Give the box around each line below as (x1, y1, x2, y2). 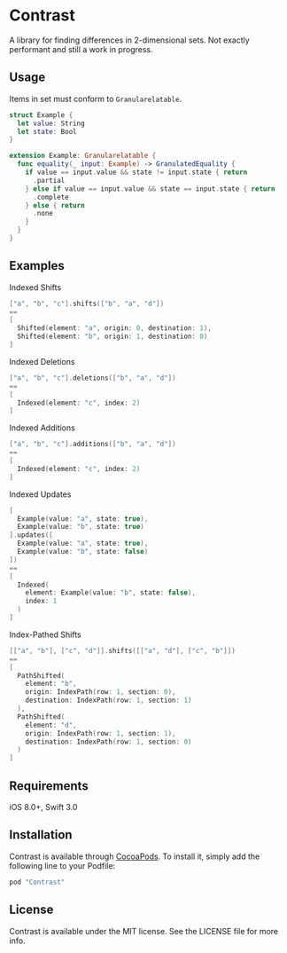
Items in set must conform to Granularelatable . (9, 93, 182, 104)
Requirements (9, 778, 89, 793)
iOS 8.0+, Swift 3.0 (9, 802, 78, 812)
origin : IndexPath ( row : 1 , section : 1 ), (25, 729, 176, 737)
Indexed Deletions (9, 356, 75, 366)
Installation (9, 827, 73, 843)
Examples (9, 258, 65, 273)
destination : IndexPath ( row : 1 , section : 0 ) (25, 737, 192, 746)
